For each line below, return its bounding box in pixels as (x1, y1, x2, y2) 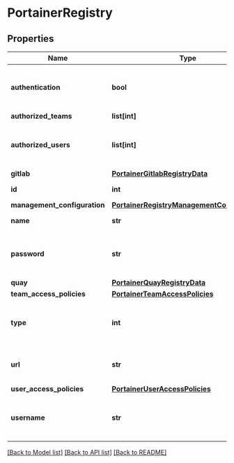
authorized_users (10, 140, 71, 149)
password (10, 249, 45, 259)
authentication (10, 82, 61, 92)
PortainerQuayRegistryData (111, 278, 206, 287)
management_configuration (10, 200, 105, 210)
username (10, 413, 45, 423)
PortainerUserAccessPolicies (111, 384, 211, 393)
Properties (7, 33, 54, 45)
